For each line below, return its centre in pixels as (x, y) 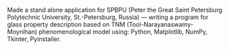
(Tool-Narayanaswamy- (160, 24)
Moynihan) (22, 32)
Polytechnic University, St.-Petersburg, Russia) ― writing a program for (108, 17)
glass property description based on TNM (66, 24)
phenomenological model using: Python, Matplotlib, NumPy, (123, 32)
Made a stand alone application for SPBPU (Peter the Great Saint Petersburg (115, 10)
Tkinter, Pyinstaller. (34, 39)
